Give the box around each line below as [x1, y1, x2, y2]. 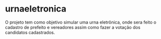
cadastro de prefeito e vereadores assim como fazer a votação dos [5, 24, 140, 30]
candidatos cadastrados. [5, 29, 55, 35]
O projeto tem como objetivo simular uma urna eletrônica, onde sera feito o [5, 19, 157, 25]
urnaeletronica [5, 3, 67, 14]
